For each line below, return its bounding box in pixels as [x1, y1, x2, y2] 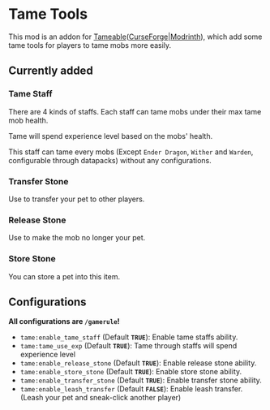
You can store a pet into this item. [8, 271, 120, 281]
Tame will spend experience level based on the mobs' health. [8, 131, 213, 140]
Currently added [8, 64, 93, 78]
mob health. [8, 115, 49, 125]
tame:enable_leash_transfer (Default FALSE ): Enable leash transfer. [19, 384, 243, 394]
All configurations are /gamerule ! [8, 317, 120, 326]
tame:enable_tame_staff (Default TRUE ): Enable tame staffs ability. [19, 332, 238, 342]
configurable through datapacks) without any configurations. [8, 155, 212, 165]
